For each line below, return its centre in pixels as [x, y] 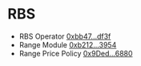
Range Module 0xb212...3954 [68, 44]
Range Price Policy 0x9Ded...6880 [76, 53]
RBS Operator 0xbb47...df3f [65, 36]
